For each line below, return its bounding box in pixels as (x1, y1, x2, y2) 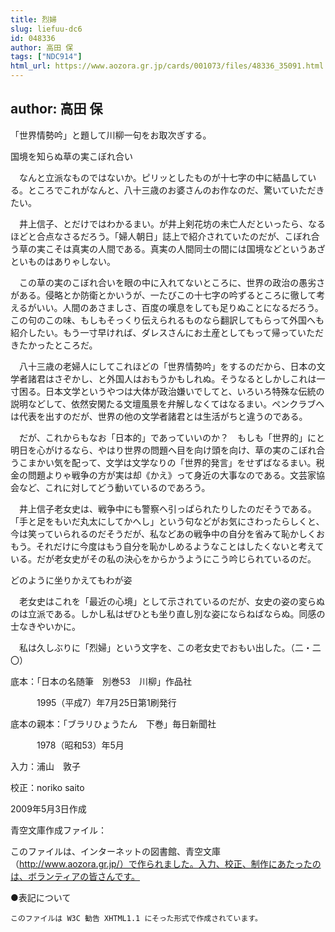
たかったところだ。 (18, 339, 98, 351)
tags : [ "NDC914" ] (10, 52, 83, 62)
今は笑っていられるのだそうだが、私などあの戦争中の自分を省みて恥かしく (10, 527, 317, 540)
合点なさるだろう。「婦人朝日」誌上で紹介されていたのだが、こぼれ (36, 230, 312, 242)
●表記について (10, 891, 72, 903)
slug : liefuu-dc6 (10, 24, 83, 34)
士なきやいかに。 (10, 620, 81, 632)
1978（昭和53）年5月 (36, 739, 125, 751)
